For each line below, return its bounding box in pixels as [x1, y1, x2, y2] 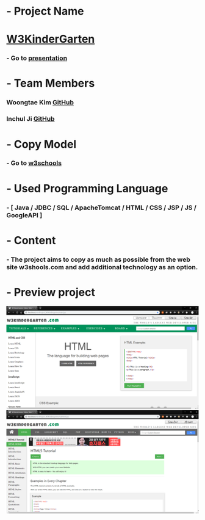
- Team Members [6, 76, 95, 90]
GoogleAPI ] [6, 211, 43, 219]
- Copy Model [6, 137, 77, 151]
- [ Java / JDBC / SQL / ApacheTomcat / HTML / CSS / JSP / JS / [6, 203, 197, 212]
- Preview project [6, 285, 96, 299]
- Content [6, 233, 56, 247]
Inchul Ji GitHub [6, 115, 55, 123]
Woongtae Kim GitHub [6, 98, 74, 107]
